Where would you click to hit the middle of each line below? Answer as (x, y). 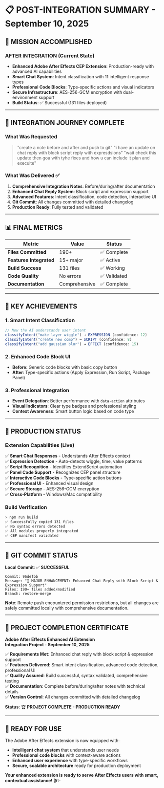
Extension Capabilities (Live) (40, 445)
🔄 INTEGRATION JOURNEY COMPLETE (65, 123)
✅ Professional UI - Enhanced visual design (49, 483)
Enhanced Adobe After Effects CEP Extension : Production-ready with (83, 66)
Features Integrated (31, 260)
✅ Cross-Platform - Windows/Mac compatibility (54, 494)
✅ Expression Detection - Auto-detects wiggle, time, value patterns (74, 461)
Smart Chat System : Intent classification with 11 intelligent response (81, 76)
